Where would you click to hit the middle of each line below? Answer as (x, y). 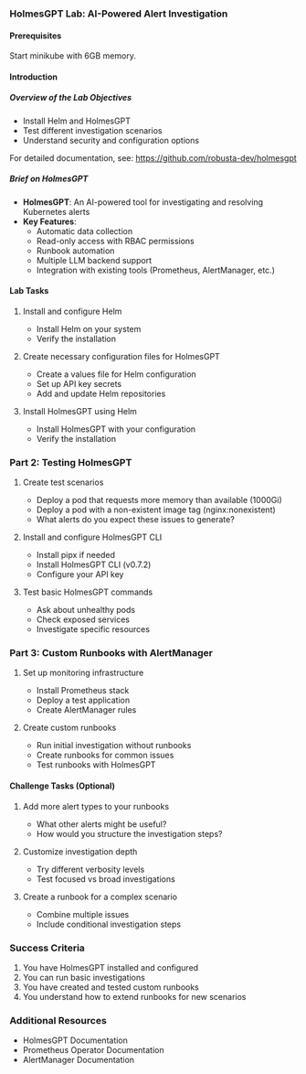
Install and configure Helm (72, 311)
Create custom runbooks (69, 728)
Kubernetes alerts (56, 211)
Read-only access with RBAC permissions (115, 241)
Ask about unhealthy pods (85, 610)
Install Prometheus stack (83, 691)
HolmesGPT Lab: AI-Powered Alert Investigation (119, 14)
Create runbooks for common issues (105, 755)
